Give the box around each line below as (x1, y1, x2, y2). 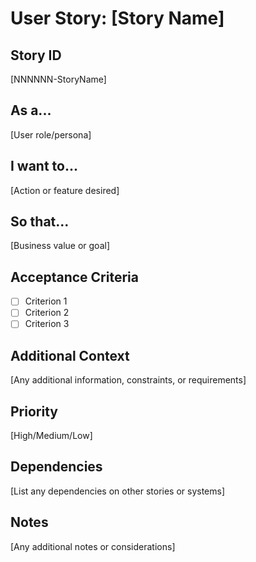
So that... (10, 213, 70, 231)
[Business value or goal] (10, 240, 110, 252)
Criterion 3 (24, 318, 70, 330)
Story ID (10, 47, 62, 64)
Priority (10, 403, 58, 420)
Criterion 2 (24, 307, 70, 319)
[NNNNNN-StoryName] (10, 73, 107, 85)
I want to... (10, 158, 79, 175)
